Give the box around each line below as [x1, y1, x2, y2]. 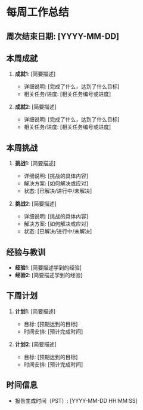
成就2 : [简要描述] [14, 103, 57, 111]
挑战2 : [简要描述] [14, 200, 57, 207]
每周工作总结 [6, 5, 70, 19]
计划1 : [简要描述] [14, 308, 56, 315]
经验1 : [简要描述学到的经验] [14, 264, 82, 271]
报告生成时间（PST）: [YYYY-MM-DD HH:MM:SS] [14, 397, 138, 404]
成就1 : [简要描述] [14, 70, 56, 78]
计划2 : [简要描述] [14, 341, 57, 348]
